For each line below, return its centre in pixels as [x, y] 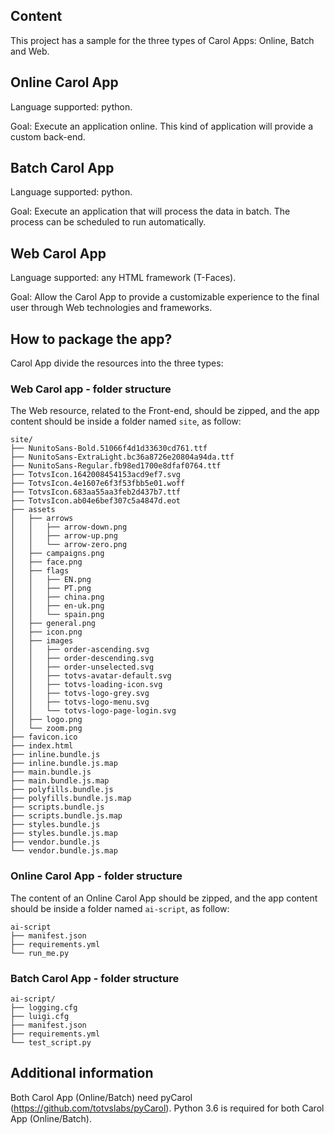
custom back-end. [48, 136]
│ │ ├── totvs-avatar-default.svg [91, 676]
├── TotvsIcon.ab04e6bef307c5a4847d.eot [96, 501]
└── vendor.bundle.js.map [64, 851]
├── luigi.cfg [40, 1016]
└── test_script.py [51, 1042]
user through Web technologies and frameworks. [111, 308]
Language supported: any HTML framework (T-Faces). [123, 278]
